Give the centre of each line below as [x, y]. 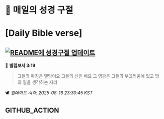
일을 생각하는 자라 [40, 82]
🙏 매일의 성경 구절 [39, 10]
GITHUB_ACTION [32, 110]
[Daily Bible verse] [44, 33]
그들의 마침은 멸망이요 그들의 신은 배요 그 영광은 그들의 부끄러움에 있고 [85, 76]
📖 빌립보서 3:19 [20, 65]
